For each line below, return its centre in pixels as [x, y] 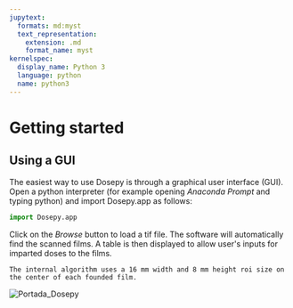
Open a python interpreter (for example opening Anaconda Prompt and [140, 191]
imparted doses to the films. [61, 253]
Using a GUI [42, 161]
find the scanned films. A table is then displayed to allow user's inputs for [144, 243]
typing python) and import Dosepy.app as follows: [101, 200]
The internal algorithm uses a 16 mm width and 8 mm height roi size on [147, 269]
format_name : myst [59, 51]
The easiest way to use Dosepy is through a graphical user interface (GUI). [146, 182]
